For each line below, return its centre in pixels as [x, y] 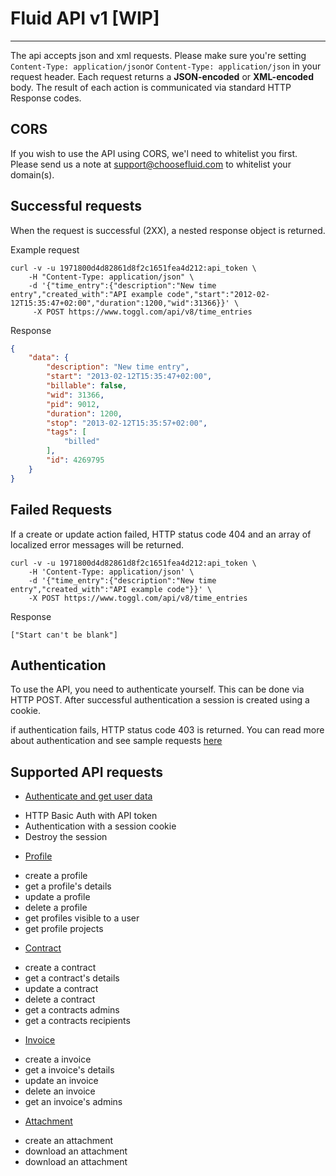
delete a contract [60, 999]
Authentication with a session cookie [100, 826]
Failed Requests [61, 510]
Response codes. [46, 98]
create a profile [56, 876]
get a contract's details [72, 978]
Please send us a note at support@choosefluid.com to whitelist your [151, 164]
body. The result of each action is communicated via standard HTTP [151, 87]
